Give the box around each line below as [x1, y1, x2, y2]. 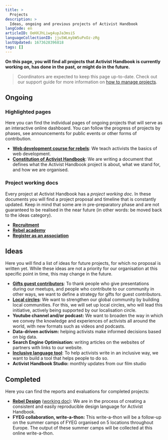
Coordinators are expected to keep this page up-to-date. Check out [17, 73, 157, 79]
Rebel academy [12, 227, 46, 233]
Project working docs [5, 179, 59, 186]
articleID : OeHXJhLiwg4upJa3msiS [5, 31, 75, 36]
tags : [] [5, 45, 24, 50]
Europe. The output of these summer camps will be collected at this [12, 425, 153, 431]
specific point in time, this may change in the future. [5, 271, 113, 277]
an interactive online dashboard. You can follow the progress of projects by [5, 125, 160, 131]
